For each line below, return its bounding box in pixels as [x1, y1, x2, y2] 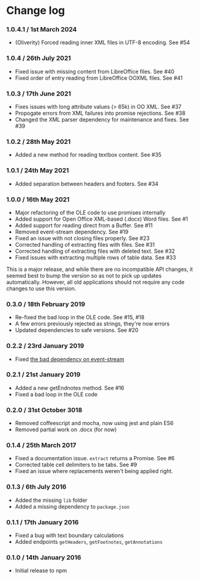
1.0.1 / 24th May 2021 [6, 166, 69, 175]
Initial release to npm [14, 567, 68, 575]
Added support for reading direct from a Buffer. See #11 [14, 221, 153, 229]
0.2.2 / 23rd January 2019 [6, 342, 84, 350]
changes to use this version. [6, 285, 77, 292]
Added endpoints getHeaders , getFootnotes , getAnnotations [14, 538, 163, 546]
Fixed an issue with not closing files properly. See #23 [14, 234, 150, 242]
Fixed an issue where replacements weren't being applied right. [14, 468, 173, 475]
